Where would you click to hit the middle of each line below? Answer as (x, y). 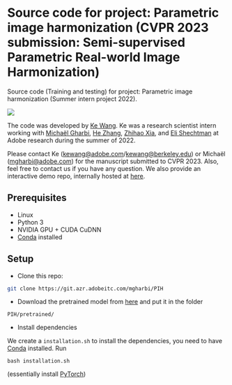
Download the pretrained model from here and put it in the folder (110, 302)
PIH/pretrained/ (31, 315)
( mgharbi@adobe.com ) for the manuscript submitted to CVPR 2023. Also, (113, 161)
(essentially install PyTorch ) (47, 374)
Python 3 (30, 222)
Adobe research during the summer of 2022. (71, 140)
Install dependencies (47, 327)
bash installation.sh (39, 361)
